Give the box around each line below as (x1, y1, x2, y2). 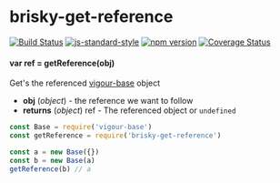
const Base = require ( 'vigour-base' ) (9, 123, 153, 132)
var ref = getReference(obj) (9, 57, 115, 68)
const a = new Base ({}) (9, 147, 100, 157)
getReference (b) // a (9, 164, 92, 174)
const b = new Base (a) (9, 156, 95, 165)
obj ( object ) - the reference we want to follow (22, 96, 194, 107)
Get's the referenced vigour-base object (9, 77, 161, 88)
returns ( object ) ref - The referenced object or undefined (22, 105, 236, 116)
